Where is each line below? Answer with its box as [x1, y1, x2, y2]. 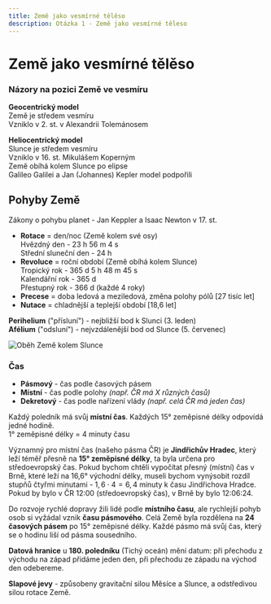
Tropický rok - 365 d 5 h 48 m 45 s [20, 265, 138, 275]
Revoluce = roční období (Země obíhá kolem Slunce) [20, 256, 198, 266]
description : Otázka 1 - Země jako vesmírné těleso [8, 20, 187, 28]
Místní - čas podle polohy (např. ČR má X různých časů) [20, 387, 211, 397]
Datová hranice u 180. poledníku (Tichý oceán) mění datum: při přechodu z [8, 546, 263, 556]
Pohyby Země [8, 193, 81, 208]
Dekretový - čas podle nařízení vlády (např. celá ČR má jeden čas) [20, 396, 246, 406]
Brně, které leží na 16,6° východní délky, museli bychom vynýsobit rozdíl [8, 471, 251, 481]
